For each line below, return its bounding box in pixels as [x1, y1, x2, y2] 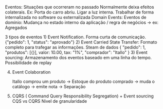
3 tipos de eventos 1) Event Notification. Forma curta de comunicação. [5, 34, 146, 40]
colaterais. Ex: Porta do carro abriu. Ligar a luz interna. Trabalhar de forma [5, 9, 154, 15]
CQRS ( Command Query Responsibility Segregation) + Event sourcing [12, 93, 154, 99]
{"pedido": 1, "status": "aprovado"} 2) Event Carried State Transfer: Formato [5, 39, 157, 45]
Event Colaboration [12, 69, 51, 75]
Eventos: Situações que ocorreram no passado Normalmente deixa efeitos [5, 4, 154, 10]
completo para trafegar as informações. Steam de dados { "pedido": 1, [5, 45, 146, 50]
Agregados [5, 25, 28, 31]
